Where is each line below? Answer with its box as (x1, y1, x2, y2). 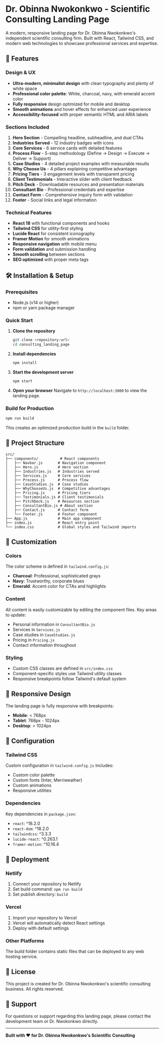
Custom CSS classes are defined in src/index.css (12, 665, 113, 671)
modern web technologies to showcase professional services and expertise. (5, 40, 159, 46)
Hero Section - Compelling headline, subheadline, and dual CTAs (12, 134, 144, 140)
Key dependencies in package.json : (5, 811, 76, 817)
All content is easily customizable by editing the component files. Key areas (5, 607, 157, 613)
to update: (5, 612, 26, 617)
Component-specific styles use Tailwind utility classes (12, 670, 122, 676)
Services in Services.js (12, 626, 60, 632)
